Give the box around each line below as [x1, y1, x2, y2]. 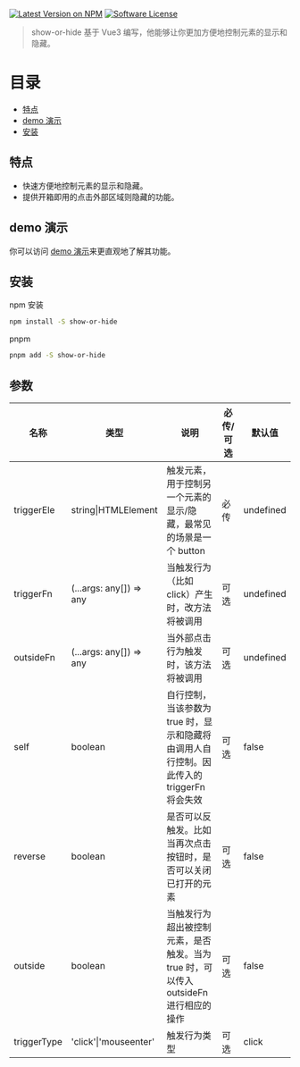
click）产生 [166, 588, 213, 601]
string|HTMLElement [71, 503, 158, 516]
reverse [13, 850, 46, 862]
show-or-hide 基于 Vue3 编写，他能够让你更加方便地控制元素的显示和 [30, 27, 288, 38]
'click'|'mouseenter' [71, 1035, 154, 1047]
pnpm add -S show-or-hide [9, 351, 105, 360]
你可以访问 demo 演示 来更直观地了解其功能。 [9, 246, 176, 256]
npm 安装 [9, 299, 45, 310]
